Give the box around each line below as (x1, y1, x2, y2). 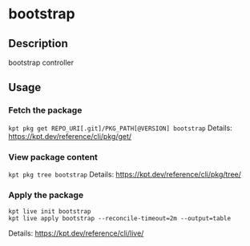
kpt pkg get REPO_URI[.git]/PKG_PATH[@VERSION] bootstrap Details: (8, 123, 232, 133)
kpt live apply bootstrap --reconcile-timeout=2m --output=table (8, 215, 231, 223)
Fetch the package (8, 105, 83, 116)
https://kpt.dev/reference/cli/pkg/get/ (8, 131, 132, 141)
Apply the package (8, 189, 84, 200)
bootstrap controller (8, 58, 75, 67)
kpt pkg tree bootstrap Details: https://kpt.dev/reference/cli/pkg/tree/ (8, 169, 242, 179)
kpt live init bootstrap (8, 208, 91, 216)
